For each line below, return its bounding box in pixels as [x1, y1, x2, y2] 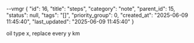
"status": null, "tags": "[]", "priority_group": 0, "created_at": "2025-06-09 [6, 12, 189, 19]
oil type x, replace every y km [6, 30, 80, 37]
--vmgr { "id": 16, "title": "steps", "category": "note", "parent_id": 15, [6, 5, 176, 12]
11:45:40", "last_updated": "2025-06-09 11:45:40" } [6, 18, 135, 25]
